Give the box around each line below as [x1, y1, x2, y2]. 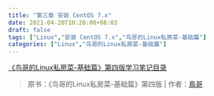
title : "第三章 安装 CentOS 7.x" [8, 11, 112, 20]
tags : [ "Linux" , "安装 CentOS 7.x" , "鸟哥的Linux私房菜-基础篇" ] [8, 33, 207, 41]
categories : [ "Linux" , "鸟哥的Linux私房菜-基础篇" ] [8, 41, 167, 48]
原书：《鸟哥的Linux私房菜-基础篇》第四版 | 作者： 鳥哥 [27, 80, 203, 89]
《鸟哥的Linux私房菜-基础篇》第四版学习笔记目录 [8, 63, 167, 73]
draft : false [8, 26, 51, 34]
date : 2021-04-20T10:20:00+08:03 [8, 19, 118, 27]
